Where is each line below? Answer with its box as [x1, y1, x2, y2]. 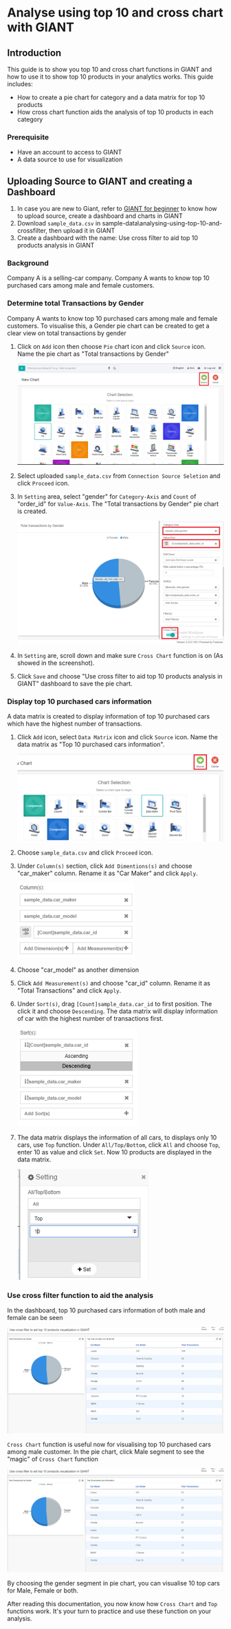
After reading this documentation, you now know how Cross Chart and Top [7, 1599, 218, 1608]
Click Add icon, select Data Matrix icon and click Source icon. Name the [16, 732, 218, 741]
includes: [7, 80, 33, 88]
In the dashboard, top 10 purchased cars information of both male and [7, 1306, 206, 1315]
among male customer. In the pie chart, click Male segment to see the [7, 1448, 205, 1456]
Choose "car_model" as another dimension [16, 966, 140, 974]
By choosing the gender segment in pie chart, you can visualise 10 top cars [7, 1579, 220, 1587]
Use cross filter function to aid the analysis [7, 1290, 153, 1300]
